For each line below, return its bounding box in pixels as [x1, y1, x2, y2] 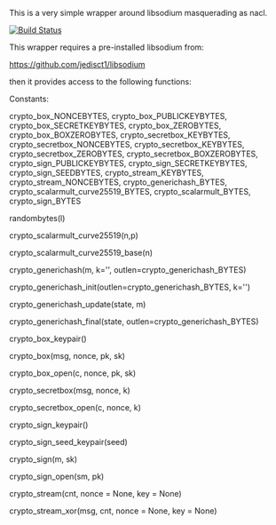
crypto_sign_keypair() [9, 419, 89, 430]
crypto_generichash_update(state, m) [9, 299, 146, 309]
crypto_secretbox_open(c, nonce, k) [9, 402, 142, 412]
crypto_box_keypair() [9, 333, 87, 344]
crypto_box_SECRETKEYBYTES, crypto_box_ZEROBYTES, [9, 120, 222, 131]
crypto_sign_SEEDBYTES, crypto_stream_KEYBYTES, [9, 168, 204, 178]
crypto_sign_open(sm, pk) [9, 471, 105, 481]
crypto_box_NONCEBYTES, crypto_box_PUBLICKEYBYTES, [9, 111, 228, 121]
